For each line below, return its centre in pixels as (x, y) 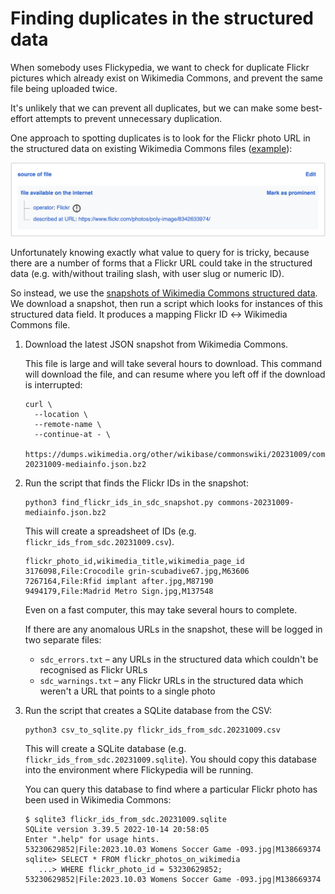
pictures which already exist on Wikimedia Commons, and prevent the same (166, 78)
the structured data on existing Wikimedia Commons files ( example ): (151, 148)
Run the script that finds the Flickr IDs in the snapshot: (136, 483)
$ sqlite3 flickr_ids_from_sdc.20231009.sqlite (125, 819)
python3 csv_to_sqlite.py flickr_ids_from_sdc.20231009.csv (152, 730)
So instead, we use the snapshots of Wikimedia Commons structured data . (164, 293)
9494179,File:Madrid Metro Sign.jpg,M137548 (119, 591)
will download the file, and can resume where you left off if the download (175, 374)
